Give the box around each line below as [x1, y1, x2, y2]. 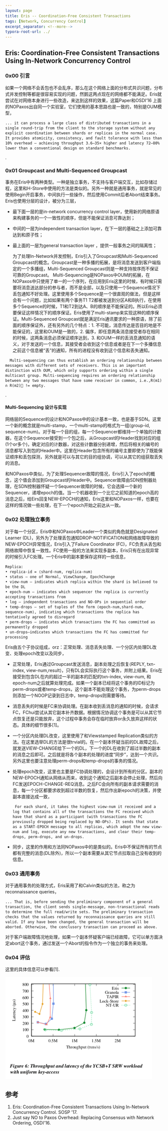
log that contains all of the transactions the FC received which [12, 809, 154, 814]
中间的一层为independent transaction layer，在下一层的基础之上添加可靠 [12, 226, 162, 232]
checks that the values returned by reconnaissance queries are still [5, 914, 155, 919]
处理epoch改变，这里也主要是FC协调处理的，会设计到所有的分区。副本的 [12, 768, 163, 774]
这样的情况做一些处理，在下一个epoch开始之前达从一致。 [5, 502, 123, 508]
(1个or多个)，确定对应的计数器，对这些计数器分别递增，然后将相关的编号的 [5, 441, 159, 447]
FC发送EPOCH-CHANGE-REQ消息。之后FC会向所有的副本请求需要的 [12, 781, 154, 787]
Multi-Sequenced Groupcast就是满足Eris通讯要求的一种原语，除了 [21, 316, 158, 322]
